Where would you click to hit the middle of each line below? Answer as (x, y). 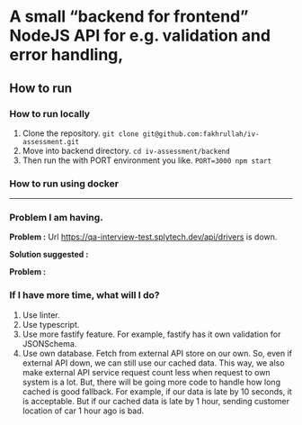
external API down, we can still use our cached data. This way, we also (153, 363)
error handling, (67, 55)
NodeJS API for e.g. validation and (140, 36)
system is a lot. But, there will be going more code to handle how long (151, 382)
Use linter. (41, 315)
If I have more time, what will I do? (84, 295)
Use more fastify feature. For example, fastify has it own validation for (151, 334)
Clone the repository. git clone (80, 133)
